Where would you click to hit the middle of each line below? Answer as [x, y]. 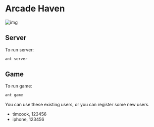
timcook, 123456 [29, 114]
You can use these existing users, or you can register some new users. [77, 105]
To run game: [19, 86]
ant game [14, 95]
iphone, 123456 [28, 120]
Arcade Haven [35, 9]
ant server [16, 59]
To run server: [20, 49]
